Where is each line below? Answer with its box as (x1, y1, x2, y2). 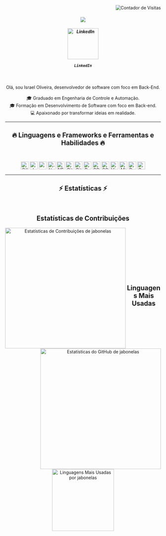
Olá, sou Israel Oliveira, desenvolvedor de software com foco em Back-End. (6, 84, 160, 91)
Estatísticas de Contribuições (36, 214, 130, 223)
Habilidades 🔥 (61, 139, 105, 147)
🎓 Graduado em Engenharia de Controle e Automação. (26, 95, 140, 101)
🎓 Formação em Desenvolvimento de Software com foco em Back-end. (9, 102, 157, 108)
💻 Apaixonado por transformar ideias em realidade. (30, 110, 136, 116)
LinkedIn (74, 63, 92, 68)
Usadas (131, 299, 156, 307)
